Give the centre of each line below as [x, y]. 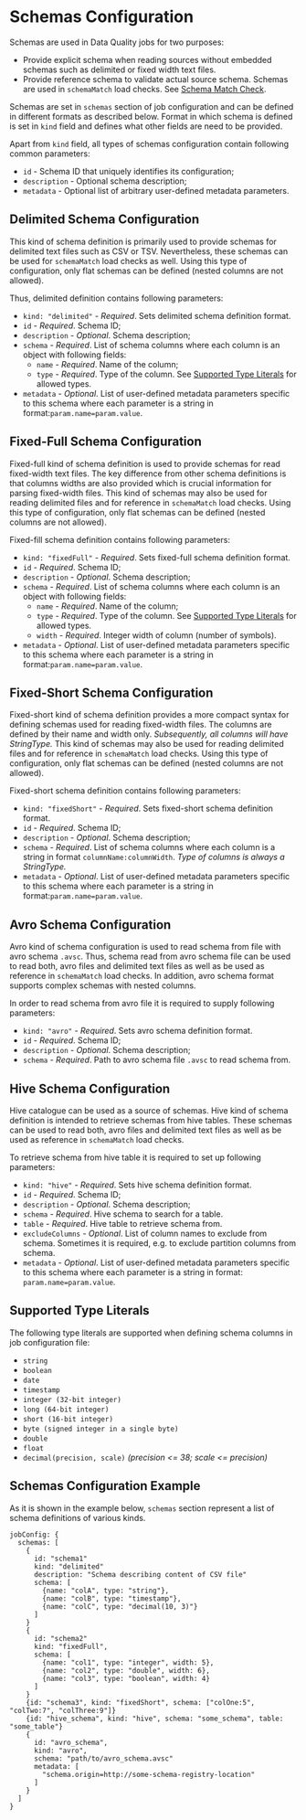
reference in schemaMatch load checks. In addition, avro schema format [142, 976]
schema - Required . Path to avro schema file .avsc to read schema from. [157, 1060]
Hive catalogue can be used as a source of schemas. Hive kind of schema [149, 1111]
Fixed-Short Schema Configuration [111, 692]
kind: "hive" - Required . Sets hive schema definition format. [137, 1185]
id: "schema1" [61, 1559]
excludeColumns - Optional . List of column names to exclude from [145, 1233]
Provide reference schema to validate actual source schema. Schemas [155, 79]
